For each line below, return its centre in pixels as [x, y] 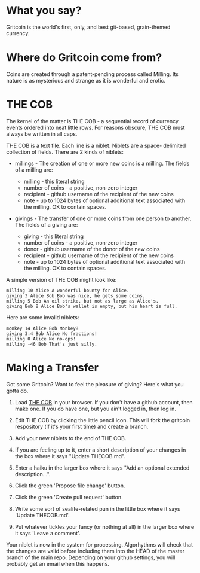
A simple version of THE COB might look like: [61, 279]
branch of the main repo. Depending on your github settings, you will [91, 557]
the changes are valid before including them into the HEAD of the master [96, 551]
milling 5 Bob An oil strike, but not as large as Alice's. [83, 301]
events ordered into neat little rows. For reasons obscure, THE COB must [96, 127]
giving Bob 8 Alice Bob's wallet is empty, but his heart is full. [92, 306]
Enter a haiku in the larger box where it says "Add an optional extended [102, 468]
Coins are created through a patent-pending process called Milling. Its [93, 74]
